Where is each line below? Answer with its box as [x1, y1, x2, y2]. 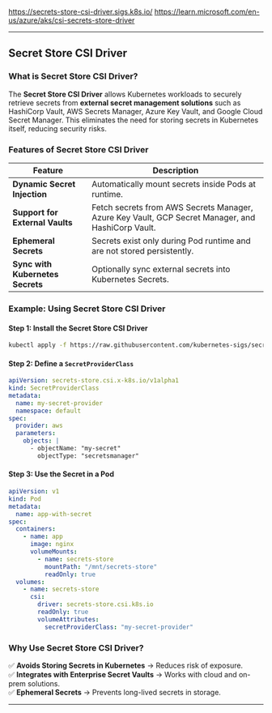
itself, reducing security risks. [8, 123, 107, 133]
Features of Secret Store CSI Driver [8, 143, 149, 155]
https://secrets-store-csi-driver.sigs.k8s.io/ [8, 7, 153, 16]
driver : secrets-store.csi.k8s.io [37, 600, 154, 608]
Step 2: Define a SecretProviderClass [8, 358, 134, 368]
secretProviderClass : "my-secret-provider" [44, 623, 194, 631]
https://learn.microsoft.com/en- [154, 7, 261, 16]
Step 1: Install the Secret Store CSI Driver [8, 323, 148, 333]
